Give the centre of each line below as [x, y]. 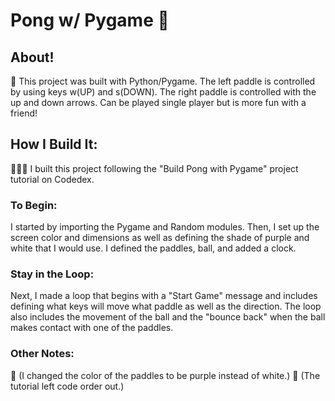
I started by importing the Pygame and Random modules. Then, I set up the [165, 227]
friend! [24, 113]
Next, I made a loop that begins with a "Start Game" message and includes [164, 296]
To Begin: [34, 205]
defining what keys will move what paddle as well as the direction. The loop [166, 306]
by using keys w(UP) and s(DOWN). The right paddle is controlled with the [163, 92]
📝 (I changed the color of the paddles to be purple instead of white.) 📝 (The [165, 375]
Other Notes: [42, 354]
